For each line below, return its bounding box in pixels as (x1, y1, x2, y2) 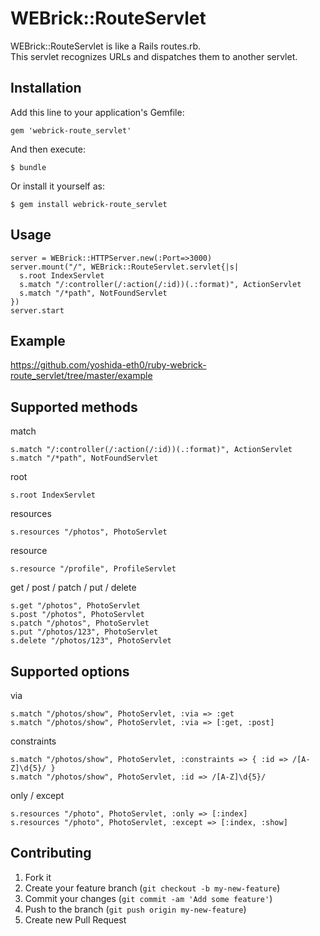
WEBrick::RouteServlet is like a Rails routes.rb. (10, 40, 202, 52)
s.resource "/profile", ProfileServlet (10, 564, 177, 574)
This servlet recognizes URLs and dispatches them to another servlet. (10, 50, 298, 62)
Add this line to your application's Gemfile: (10, 106, 185, 118)
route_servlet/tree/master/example (10, 370, 153, 382)
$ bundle (10, 162, 47, 172)
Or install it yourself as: (10, 180, 105, 192)
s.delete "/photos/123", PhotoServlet (10, 636, 172, 646)
